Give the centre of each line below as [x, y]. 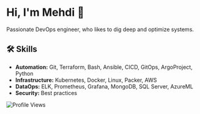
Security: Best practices [46, 93]
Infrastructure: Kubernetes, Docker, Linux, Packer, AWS [86, 80]
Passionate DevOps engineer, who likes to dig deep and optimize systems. [100, 29]
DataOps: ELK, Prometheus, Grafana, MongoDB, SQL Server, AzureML [104, 86]
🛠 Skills [22, 49]
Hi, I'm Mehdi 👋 [45, 12]
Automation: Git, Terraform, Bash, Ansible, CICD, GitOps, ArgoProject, [104, 67]
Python [24, 73]
